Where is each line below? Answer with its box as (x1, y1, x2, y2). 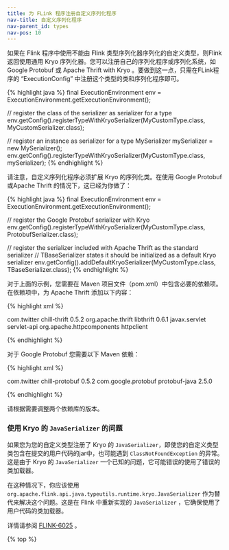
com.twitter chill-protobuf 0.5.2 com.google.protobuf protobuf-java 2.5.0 (7, 377, 213, 385)
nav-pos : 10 (7, 29, 41, 36)
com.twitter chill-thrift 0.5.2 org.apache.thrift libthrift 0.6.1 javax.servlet (7, 315, 206, 323)
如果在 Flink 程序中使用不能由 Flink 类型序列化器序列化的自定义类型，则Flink (7, 49, 222, 57)
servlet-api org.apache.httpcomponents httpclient (7, 323, 148, 331)
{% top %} (7, 535, 37, 543)
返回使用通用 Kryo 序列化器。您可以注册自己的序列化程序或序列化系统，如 (7, 58, 216, 66)
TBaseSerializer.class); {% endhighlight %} (7, 266, 129, 274)
